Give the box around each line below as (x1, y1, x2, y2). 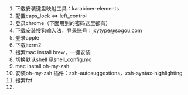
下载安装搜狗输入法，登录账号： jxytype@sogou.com (15, 27, 142, 34)
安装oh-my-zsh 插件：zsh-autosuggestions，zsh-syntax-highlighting (15, 69, 183, 76)
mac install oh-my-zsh (15, 63, 70, 69)
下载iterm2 (15, 41, 42, 48)
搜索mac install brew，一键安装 (15, 49, 91, 55)
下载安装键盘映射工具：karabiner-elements (15, 5, 119, 12)
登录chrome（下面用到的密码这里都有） (15, 20, 111, 26)
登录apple (15, 34, 40, 41)
